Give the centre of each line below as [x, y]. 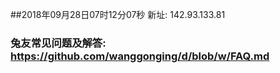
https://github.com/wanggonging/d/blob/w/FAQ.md [140, 56]
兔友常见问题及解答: [58, 43]
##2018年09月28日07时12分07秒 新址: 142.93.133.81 [118, 14]
